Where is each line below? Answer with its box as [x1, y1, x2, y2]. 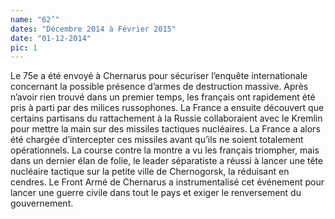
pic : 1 [10, 42, 38, 53]
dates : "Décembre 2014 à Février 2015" [10, 24, 177, 34]
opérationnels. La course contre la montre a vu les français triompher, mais [10, 144, 320, 156]
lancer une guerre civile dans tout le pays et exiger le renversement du [10, 187, 302, 199]
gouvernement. [10, 197, 74, 210]
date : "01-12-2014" [10, 33, 92, 43]
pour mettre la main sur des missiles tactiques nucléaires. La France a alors [10, 123, 321, 135]
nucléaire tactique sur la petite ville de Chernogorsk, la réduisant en [10, 166, 290, 178]
